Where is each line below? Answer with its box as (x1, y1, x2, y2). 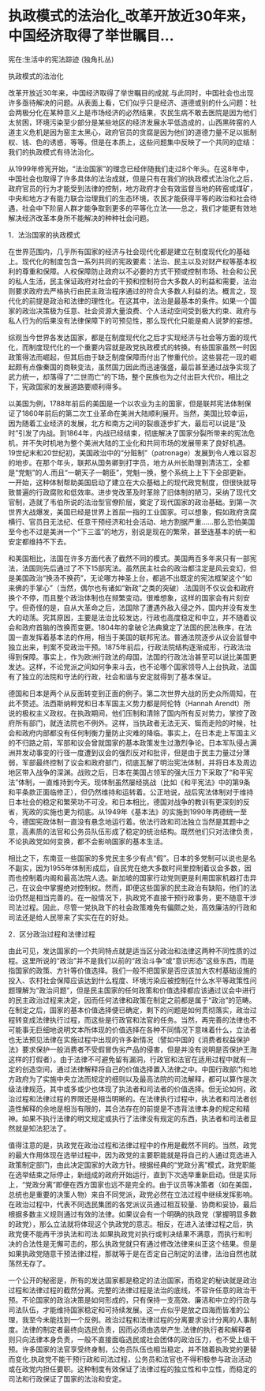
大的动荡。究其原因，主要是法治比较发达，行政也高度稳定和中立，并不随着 (8, 612, 250, 622)
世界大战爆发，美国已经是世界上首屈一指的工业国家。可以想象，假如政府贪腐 (8, 507, 257, 517)
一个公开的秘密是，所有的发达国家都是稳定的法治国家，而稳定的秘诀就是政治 (8, 1275, 257, 1284)
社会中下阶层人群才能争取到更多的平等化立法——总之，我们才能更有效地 (21, 203, 257, 213)
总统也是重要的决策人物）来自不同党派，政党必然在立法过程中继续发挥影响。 (8, 1189, 257, 1199)
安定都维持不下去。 (8, 537, 71, 546)
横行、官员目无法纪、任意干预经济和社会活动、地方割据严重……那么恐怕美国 (8, 517, 256, 526)
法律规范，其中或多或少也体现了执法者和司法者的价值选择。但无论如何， (14, 1084, 250, 1094)
